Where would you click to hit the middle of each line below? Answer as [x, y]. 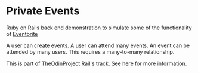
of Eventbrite [22, 34]
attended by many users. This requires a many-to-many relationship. [90, 51]
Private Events [43, 11]
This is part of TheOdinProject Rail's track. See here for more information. [97, 63]
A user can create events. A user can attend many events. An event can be [98, 45]
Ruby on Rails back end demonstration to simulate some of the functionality [99, 28]
